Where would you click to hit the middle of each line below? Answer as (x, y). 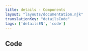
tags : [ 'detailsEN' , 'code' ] (35, 24)
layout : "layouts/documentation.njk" (44, 14)
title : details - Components (35, 10)
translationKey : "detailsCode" (38, 19)
